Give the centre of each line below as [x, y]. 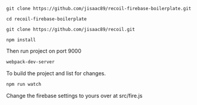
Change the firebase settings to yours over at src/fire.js [74, 95]
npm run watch [24, 84]
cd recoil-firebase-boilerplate [46, 19]
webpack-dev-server [31, 62]
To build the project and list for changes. [56, 73]
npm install [21, 40]
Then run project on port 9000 [44, 51]
